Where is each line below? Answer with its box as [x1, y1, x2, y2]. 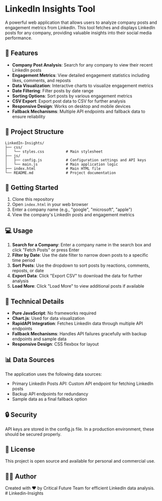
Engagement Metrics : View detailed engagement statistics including [12, 72, 150, 78]
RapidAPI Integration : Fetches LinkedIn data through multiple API [12, 321, 143, 326]
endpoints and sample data [12, 336, 67, 342]
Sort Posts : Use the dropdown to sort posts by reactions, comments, [12, 262, 150, 268]
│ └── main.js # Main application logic [5, 162, 118, 167]
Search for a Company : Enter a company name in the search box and [12, 242, 151, 248]
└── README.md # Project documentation [5, 170, 116, 175]
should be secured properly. [5, 431, 62, 437]
